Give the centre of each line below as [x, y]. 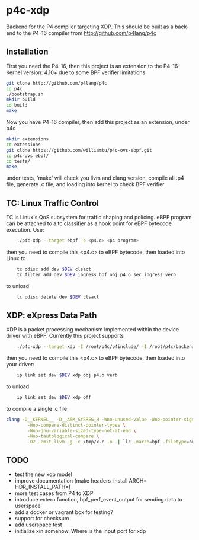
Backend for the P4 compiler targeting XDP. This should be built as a [90, 27]
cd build [17, 105]
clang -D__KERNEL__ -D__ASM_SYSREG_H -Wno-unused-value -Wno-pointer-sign [100, 420]
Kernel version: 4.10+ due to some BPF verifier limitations [76, 72]
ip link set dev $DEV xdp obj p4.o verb [67, 375]
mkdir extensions [28, 139]
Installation [27, 52]
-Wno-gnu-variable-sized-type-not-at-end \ [82, 430]
